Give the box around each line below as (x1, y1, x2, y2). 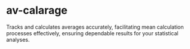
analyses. (6, 36, 30, 43)
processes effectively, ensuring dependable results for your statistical (6, 29, 179, 36)
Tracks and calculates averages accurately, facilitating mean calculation (6, 23, 184, 30)
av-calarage (6, 4, 68, 17)
